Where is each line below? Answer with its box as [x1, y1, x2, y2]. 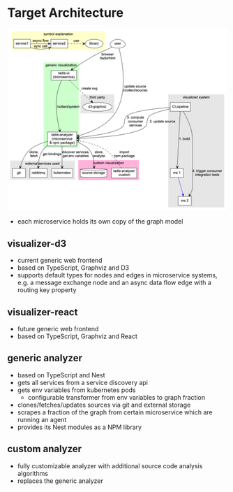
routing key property [17, 286, 77, 294]
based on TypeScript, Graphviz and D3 [17, 263, 130, 272]
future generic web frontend [17, 324, 99, 333]
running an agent [17, 415, 67, 424]
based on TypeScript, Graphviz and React [17, 332, 138, 340]
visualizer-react [7, 306, 78, 318]
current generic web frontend [17, 256, 103, 265]
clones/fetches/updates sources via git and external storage [17, 400, 191, 409]
